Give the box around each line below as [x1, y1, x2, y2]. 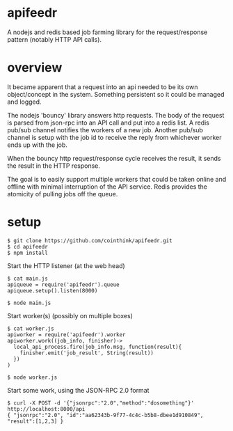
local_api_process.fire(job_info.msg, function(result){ [13, 343, 182, 350]
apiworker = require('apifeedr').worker [7, 331, 127, 338]
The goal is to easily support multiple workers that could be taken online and [7, 175, 227, 183]
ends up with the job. [7, 141, 68, 149]
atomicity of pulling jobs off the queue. [7, 189, 118, 198]
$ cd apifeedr [7, 243, 49, 250]
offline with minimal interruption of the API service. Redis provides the [7, 182, 207, 191]
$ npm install [7, 249, 49, 256]
